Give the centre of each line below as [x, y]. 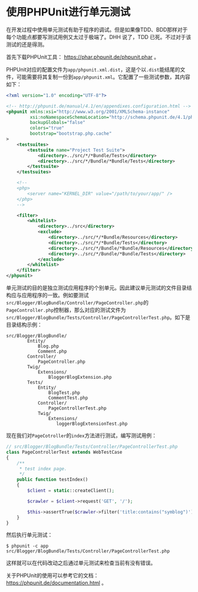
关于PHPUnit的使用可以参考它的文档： [52, 575]
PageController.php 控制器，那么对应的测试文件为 [66, 310]
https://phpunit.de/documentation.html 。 [57, 583]
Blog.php [48, 346]
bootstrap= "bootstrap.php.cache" [71, 134]
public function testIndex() [52, 480]
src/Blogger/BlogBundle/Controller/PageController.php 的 [77, 302]
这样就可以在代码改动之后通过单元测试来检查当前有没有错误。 [81, 563]
